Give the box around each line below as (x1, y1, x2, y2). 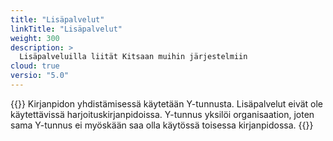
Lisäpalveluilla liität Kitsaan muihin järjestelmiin (19, 52, 248, 62)
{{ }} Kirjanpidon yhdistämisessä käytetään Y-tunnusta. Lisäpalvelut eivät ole (10, 97, 324, 110)
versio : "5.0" (10, 71, 70, 81)
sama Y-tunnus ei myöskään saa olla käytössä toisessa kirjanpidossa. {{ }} (10, 119, 314, 131)
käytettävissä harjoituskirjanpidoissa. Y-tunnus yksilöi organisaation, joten (10, 108, 315, 120)
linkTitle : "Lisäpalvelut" (10, 24, 123, 34)
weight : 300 (10, 33, 60, 43)
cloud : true (10, 61, 60, 71)
